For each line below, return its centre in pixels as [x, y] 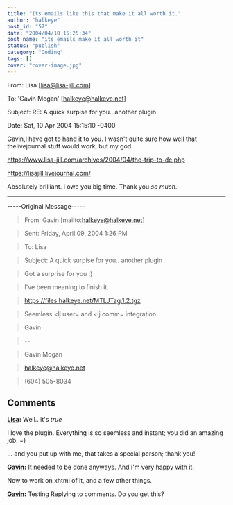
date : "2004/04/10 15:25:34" [49, 33]
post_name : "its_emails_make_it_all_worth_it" [76, 40]
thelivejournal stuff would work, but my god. [70, 146]
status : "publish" [34, 46]
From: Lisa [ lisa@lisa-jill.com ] [49, 85]
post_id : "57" [28, 26]
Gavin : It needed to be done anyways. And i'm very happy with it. [101, 467]
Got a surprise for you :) [58, 273]
